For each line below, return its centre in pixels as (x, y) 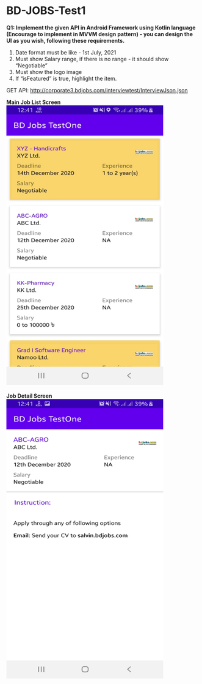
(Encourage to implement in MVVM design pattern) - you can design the (100, 34)
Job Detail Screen (29, 396)
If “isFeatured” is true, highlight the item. (66, 78)
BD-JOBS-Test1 (46, 11)
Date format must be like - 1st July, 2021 (66, 52)
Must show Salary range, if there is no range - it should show (92, 59)
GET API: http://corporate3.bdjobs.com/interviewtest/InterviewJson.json (97, 90)
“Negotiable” (31, 65)
